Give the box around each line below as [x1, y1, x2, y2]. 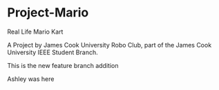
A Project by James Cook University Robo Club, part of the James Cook [7, 41, 212, 49]
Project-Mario [7, 5, 89, 21]
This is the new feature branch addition [7, 61, 119, 69]
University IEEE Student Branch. [7, 48, 98, 56]
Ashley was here [7, 74, 55, 83]
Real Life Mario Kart [7, 27, 64, 36]
